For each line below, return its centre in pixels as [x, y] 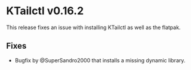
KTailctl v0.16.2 [45, 11]
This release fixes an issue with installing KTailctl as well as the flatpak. [93, 27]
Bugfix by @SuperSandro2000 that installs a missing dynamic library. [100, 60]
